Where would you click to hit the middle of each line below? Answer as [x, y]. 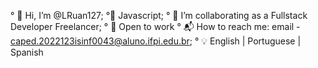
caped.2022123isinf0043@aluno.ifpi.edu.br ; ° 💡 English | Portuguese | [156, 41]
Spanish [27, 52]
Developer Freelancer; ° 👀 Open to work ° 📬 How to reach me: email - [155, 26]
